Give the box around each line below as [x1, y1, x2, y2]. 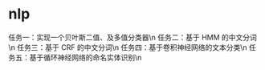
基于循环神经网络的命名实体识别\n [29, 52, 142, 62]
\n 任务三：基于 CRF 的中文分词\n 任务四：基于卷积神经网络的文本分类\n [8, 42, 247, 52]
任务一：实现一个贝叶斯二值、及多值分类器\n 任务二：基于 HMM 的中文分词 [8, 32, 257, 42]
